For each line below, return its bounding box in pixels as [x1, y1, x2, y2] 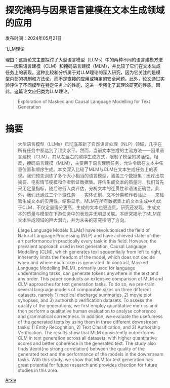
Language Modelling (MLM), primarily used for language [17, 265, 136, 271]
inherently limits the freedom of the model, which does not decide [17, 254, 155, 260]
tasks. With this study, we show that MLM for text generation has [17, 356, 153, 363]
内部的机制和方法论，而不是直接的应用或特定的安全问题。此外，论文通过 [9, 76, 160, 82]
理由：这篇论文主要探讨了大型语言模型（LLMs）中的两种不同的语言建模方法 [5, 56, 163, 62]
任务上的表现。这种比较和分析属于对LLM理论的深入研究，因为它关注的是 [5, 69, 156, 75]
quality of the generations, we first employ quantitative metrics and [17, 302, 158, 308]
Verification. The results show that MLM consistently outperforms [17, 329, 155, 335]
